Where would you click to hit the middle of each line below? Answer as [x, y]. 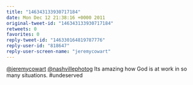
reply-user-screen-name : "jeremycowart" [59, 52]
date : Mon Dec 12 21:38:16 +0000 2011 [56, 18]
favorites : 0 [23, 35]
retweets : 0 [21, 29]
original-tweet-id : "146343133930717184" [60, 23]
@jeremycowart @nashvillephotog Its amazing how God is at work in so [97, 69]
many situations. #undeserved [45, 75]
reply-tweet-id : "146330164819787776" [56, 40]
